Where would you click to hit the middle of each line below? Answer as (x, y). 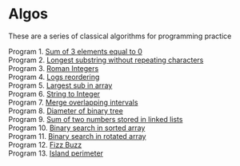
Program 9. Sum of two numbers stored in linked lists (96, 119)
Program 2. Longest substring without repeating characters (106, 60)
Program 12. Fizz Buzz (45, 144)
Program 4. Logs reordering (54, 77)
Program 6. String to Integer (54, 93)
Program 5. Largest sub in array (60, 85)
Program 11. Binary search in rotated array (77, 136)
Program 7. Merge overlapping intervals (73, 102)
